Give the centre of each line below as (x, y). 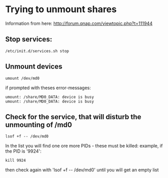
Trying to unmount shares (61, 9)
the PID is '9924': (23, 151)
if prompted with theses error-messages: (48, 88)
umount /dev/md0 (22, 78)
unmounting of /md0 (39, 124)
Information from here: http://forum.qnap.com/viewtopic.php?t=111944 (79, 23)
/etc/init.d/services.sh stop (37, 51)
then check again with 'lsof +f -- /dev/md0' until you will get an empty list (82, 170)
